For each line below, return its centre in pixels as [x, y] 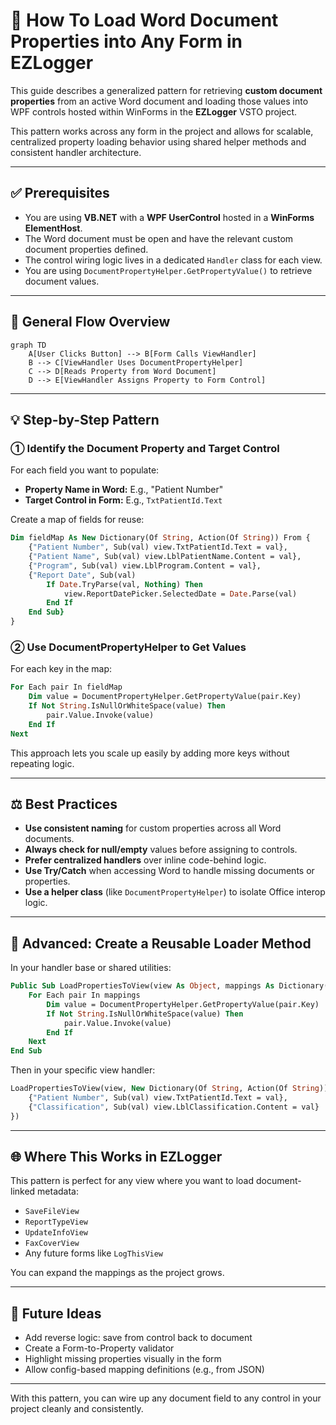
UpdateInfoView [56, 1233]
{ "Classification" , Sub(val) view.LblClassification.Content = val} [174, 1107]
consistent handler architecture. [76, 152]
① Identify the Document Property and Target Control [145, 448]
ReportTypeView [56, 1222]
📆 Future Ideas [56, 1313]
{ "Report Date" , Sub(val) [82, 575]
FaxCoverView [52, 1244]
